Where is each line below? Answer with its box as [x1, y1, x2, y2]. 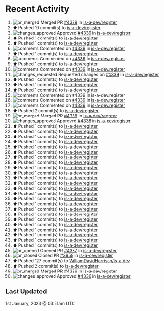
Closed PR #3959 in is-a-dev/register [38, 253, 113, 258]
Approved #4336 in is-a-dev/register [57, 273, 131, 279]
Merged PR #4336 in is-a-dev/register [40, 268, 117, 274]
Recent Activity [5, 3, 70, 15]
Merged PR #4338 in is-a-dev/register [40, 113, 117, 118]
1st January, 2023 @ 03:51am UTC [5, 300, 75, 306]
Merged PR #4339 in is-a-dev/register [40, 19, 117, 25]
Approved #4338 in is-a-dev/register [57, 118, 131, 124]
